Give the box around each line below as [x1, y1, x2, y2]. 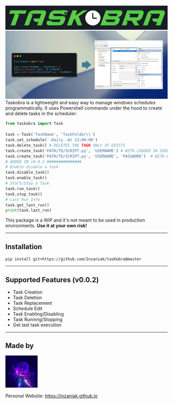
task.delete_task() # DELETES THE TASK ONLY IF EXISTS [5, 142, 126, 148]
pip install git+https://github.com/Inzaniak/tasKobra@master [5, 256, 142, 262]
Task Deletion [12, 294, 42, 301]
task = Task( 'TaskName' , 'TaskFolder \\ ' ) [5, 132, 96, 137]
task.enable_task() [5, 175, 47, 180]
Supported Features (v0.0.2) [5, 276, 99, 284]
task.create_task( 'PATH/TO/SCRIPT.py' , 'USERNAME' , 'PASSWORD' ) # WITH [5, 154, 165, 159]
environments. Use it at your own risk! [5, 223, 88, 229]
